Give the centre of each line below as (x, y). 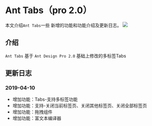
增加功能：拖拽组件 (32, 112)
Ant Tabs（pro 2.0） (49, 10)
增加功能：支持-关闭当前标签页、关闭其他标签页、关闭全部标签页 (80, 106)
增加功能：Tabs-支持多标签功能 (45, 99)
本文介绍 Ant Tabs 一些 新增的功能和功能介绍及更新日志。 (63, 25)
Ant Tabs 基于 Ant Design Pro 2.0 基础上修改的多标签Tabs (66, 55)
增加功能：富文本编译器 (37, 118)
